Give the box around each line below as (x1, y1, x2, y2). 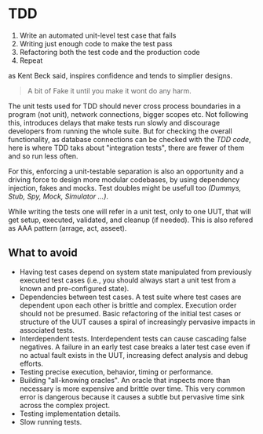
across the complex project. (19, 400, 110, 410)
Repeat (19, 56, 43, 65)
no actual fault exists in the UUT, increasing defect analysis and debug (19, 350, 249, 359)
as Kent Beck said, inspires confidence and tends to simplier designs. (8, 71, 233, 80)
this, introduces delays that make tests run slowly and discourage (8, 118, 221, 127)
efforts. (19, 359, 44, 368)
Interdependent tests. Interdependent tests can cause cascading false (19, 334, 247, 343)
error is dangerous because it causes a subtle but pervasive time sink (19, 392, 245, 401)
